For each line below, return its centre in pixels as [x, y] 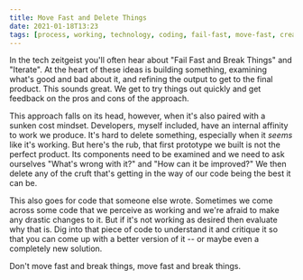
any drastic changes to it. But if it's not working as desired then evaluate [143, 220]
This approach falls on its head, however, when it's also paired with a [138, 116]
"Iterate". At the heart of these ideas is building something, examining [138, 70]
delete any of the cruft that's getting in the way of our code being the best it [150, 173]
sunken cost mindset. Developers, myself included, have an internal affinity [149, 126]
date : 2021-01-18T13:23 [54, 26]
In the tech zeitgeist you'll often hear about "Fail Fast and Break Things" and [151, 61]
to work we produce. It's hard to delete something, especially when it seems [151, 135]
